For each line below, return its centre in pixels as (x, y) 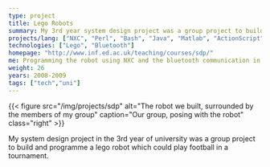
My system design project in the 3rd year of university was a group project (132, 138)
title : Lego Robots (41, 23)
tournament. (29, 155)
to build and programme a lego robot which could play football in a (119, 147)
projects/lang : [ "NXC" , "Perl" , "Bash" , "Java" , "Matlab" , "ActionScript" (136, 38)
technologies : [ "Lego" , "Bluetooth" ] (72, 46)
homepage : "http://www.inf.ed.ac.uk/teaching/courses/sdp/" (111, 53)
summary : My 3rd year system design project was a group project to (125, 31)
